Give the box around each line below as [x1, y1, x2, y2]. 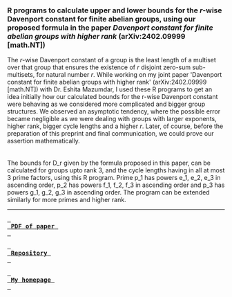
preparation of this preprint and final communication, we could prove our [7, 129, 214, 138]
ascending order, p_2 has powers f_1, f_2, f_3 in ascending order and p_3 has [7, 181, 225, 189]
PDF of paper [10, 222, 55, 231]
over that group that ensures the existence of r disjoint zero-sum [7, 63, 191, 71]
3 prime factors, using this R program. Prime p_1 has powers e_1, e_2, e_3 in [7, 174, 221, 182]
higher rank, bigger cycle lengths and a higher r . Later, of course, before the [7, 122, 224, 130]
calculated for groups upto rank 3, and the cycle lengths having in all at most [7, 166, 225, 174]
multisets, [7, 71, 35, 79]
